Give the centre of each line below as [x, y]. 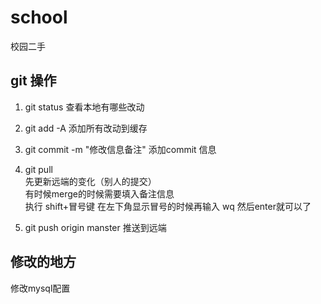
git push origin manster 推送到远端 [95, 227]
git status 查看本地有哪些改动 [84, 107]
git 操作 [33, 81]
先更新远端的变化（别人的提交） [90, 181]
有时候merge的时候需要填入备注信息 [99, 193]
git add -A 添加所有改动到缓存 [86, 128]
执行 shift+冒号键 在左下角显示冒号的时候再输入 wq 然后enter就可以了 [168, 206]
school [39, 17]
